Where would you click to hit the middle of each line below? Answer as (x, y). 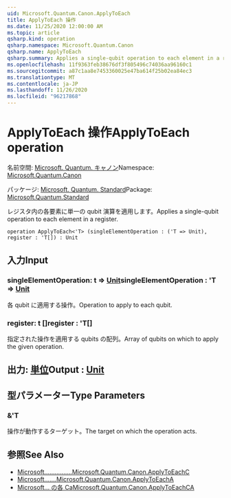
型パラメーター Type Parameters (76, 395)
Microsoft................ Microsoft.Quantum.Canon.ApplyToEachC (103, 472)
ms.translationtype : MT (41, 77)
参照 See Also (35, 455)
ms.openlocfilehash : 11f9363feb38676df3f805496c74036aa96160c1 (100, 65)
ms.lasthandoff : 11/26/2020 (47, 90)
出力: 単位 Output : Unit (56, 370)
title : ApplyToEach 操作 (42, 20)
